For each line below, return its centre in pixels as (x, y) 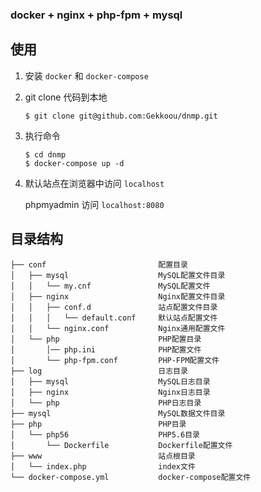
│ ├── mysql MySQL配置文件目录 (118, 275)
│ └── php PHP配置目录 (106, 339)
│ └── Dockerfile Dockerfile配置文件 (121, 445)
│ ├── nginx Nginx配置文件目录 (118, 296)
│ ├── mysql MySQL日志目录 (110, 381)
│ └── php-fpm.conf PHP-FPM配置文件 (115, 360)
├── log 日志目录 (99, 371)
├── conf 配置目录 (99, 264)
